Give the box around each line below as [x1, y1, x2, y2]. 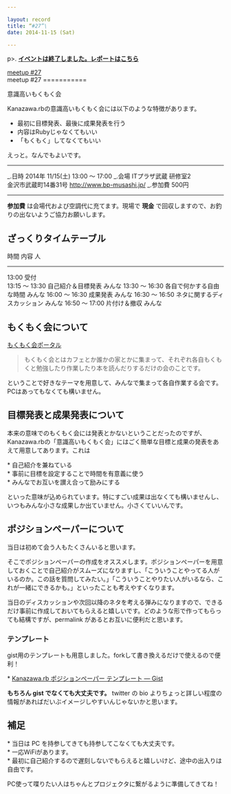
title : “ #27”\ [7, 22, 48, 30]
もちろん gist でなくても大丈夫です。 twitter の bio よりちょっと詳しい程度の [7, 689, 222, 697]
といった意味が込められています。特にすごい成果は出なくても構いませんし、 [7, 492, 223, 501]
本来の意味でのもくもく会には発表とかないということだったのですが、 [7, 428, 206, 437]
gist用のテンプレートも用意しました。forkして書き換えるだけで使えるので [7, 651, 215, 659]
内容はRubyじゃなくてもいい [16, 128, 98, 136]
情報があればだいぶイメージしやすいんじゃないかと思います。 [7, 697, 181, 706]
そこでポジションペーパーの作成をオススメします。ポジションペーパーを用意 [7, 557, 223, 565]
